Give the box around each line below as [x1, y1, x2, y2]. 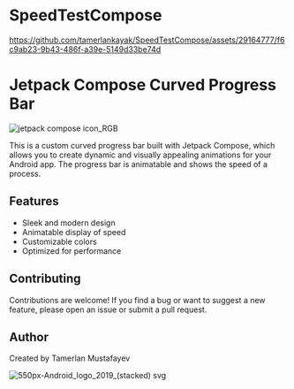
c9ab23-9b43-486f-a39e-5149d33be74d [9, 43, 162, 54]
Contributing [9, 271, 81, 286]
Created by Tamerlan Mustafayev [9, 353, 131, 363]
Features [9, 194, 59, 209]
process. [9, 168, 41, 179]
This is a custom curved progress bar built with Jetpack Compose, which [9, 140, 275, 150]
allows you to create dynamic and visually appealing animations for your [9, 149, 272, 160]
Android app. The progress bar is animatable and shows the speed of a [9, 158, 268, 169]
